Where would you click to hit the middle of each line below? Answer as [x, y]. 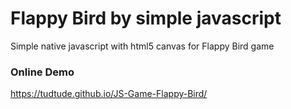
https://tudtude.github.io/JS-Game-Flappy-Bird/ [109, 94]
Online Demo [42, 72]
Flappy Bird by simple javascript [146, 18]
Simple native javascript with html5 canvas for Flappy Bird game [142, 46]
